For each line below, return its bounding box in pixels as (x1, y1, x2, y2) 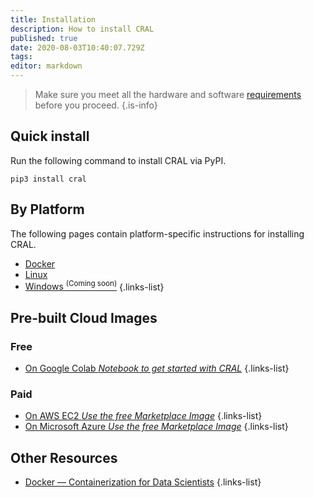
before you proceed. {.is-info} (34, 99, 158, 111)
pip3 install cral (10, 174, 87, 184)
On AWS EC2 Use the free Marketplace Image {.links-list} (24, 410, 263, 422)
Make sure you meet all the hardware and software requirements (34, 89, 302, 100)
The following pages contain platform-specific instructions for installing (10, 227, 305, 240)
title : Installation (10, 14, 97, 25)
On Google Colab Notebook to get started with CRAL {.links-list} (24, 362, 290, 374)
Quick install (10, 128, 90, 145)
